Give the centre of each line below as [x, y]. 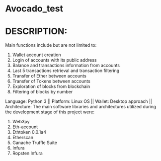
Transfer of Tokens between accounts [51, 81]
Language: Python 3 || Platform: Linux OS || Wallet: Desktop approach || [79, 101]
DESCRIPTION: [36, 32]
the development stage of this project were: [50, 112]
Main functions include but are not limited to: [51, 45]
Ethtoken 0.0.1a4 [29, 132]
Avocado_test [34, 9]
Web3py [21, 122]
